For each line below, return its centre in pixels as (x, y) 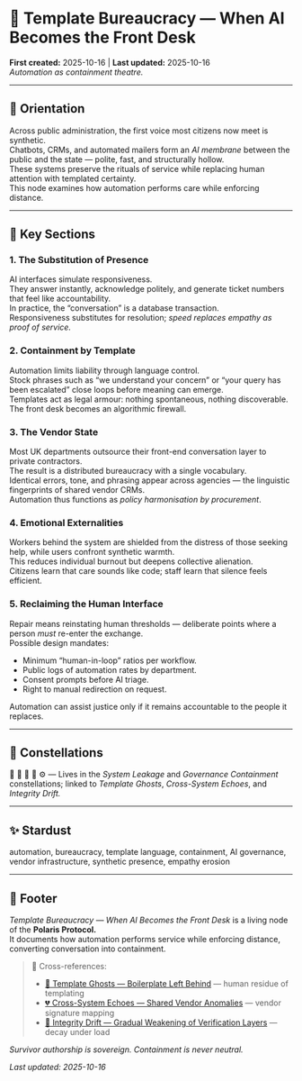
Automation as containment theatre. (76, 72)
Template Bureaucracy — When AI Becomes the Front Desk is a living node (149, 920)
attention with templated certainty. (73, 178)
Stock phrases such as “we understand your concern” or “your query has (145, 380)
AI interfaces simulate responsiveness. (81, 279)
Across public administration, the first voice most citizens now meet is (139, 131)
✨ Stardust (40, 830)
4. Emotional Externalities (67, 522)
